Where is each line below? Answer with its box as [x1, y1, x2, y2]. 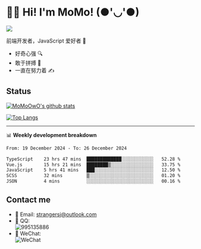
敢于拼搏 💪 [14, 59, 41, 66]
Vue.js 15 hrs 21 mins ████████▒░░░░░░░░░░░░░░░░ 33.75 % [6, 162, 181, 168]
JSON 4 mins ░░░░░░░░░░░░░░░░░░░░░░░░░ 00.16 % [6, 178, 181, 184]
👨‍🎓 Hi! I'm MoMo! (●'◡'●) [6, 5, 139, 19]
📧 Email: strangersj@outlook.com [14, 211, 97, 218]
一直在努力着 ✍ [14, 66, 55, 74]
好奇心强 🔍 [14, 50, 43, 57]
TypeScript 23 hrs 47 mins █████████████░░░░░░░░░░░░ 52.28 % [6, 156, 181, 162]
